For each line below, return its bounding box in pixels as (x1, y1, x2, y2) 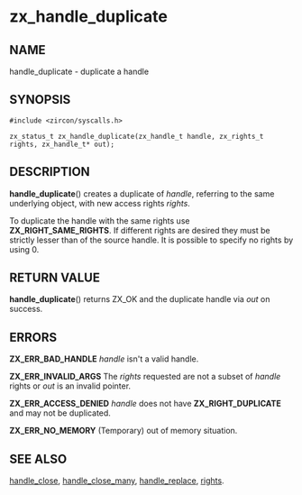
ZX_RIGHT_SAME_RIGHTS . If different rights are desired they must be (9, 225, 270, 235)
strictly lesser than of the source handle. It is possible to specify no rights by (9, 234, 294, 245)
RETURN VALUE (9, 270, 101, 286)
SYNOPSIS (9, 92, 71, 107)
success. (9, 304, 43, 315)
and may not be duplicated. (9, 408, 111, 418)
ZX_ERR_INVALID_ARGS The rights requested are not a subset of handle (9, 371, 281, 382)
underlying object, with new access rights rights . (9, 197, 191, 208)
